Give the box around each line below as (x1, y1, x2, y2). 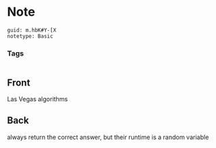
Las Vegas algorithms (7, 95, 68, 103)
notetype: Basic (7, 32, 53, 40)
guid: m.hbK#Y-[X (7, 27, 57, 34)
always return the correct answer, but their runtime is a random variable (7, 133, 209, 141)
